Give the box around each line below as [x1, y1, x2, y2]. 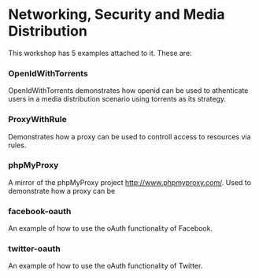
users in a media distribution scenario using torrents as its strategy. [8, 95, 227, 104]
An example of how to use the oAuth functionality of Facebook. [8, 224, 213, 233]
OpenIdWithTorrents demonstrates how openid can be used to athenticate [8, 86, 249, 95]
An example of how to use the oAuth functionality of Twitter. [8, 261, 203, 271]
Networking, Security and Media [8, 6, 225, 24]
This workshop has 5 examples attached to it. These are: [8, 48, 192, 57]
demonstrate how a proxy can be [8, 186, 116, 195]
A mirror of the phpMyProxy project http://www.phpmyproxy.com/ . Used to [8, 177, 252, 187]
